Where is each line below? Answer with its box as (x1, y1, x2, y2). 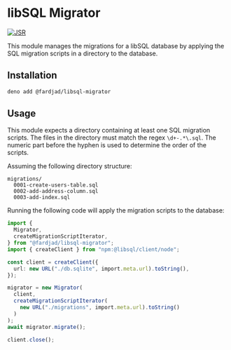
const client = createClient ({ (7, 258, 99, 266)
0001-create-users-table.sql (13, 182, 99, 189)
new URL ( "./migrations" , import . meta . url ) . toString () (20, 304, 180, 311)
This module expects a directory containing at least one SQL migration (7, 126, 211, 135)
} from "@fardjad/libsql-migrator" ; (7, 240, 114, 247)
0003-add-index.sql (13, 194, 71, 201)
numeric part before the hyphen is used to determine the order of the (7, 141, 206, 149)
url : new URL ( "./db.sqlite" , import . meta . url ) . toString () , (13, 265, 190, 272)
